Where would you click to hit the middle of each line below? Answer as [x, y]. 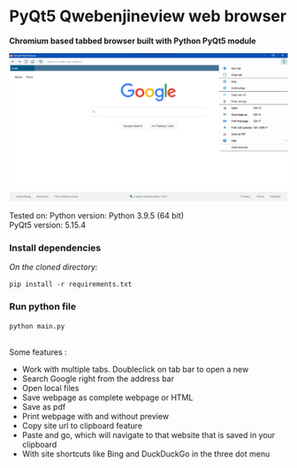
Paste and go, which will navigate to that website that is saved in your [148, 434]
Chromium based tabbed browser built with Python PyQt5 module [133, 41]
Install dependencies [55, 248]
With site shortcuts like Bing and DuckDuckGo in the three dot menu [146, 454]
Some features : [38, 352]
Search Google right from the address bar [98, 379]
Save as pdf [44, 407]
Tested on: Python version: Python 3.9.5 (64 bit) [96, 216]
